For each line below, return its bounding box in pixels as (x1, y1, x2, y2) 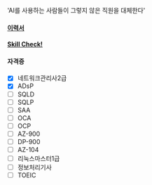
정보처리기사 (17, 163, 53, 172)
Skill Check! (7, 40, 43, 49)
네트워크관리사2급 (17, 74, 67, 82)
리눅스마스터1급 (17, 154, 60, 163)
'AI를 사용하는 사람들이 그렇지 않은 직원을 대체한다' (7, 6, 146, 14)
